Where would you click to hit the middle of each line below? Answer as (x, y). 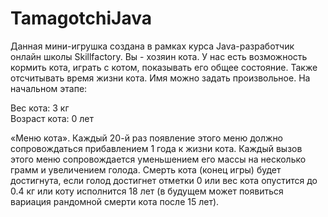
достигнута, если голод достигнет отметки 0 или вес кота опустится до (164, 180)
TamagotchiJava (81, 18)
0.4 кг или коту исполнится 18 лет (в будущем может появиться (147, 191)
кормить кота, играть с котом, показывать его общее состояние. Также (164, 67)
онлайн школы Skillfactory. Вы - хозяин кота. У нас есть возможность (159, 56)
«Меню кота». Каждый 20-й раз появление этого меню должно (147, 138)
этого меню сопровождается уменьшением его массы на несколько (158, 159)
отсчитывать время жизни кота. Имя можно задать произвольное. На (160, 78)
